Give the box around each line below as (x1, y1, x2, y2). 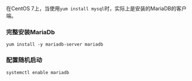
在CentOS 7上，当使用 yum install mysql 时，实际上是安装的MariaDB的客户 (6, 5, 187, 12)
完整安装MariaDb (6, 28, 55, 36)
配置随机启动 (6, 56, 43, 64)
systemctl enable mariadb (6, 69, 69, 75)
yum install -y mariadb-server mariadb (6, 42, 104, 47)
